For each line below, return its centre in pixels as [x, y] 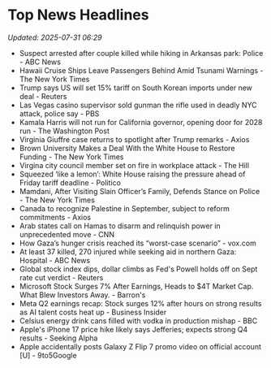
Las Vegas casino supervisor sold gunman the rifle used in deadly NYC [138, 105]
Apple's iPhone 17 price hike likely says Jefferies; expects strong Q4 [133, 329]
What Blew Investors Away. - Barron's [82, 295]
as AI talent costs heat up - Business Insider [93, 312]
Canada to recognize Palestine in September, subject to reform [125, 208]
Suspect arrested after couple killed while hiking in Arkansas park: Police [141, 53]
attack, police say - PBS [59, 113]
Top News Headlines [78, 15]
